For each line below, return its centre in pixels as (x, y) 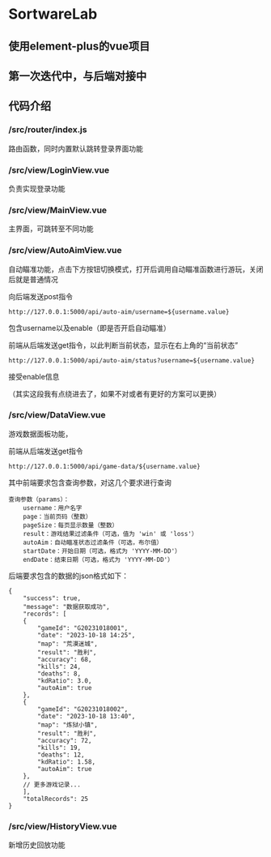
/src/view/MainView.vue (58, 210)
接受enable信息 (34, 376)
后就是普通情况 (33, 279)
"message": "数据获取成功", (67, 606)
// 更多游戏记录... (52, 784)
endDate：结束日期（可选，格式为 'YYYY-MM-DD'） (98, 559)
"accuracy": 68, (65, 659)
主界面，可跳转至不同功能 (51, 229)
